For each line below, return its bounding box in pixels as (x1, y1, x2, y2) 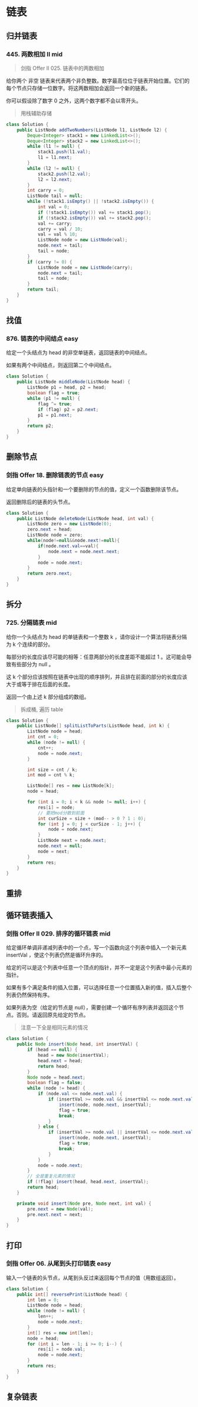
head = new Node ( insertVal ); (37, 1053, 110, 1059)
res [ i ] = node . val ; (37, 1347, 85, 1353)
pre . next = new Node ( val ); (27, 1206, 94, 1212)
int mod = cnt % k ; (27, 772, 75, 778)
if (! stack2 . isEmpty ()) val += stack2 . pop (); (37, 215, 151, 221)
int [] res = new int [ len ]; (27, 1329, 94, 1336)
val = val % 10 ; (37, 231, 78, 237)
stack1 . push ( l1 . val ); (37, 149, 91, 155)
